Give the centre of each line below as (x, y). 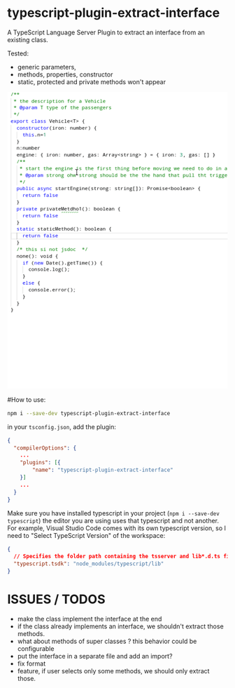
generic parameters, (47, 67)
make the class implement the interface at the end (90, 619)
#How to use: (27, 399)
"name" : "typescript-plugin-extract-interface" (103, 470)
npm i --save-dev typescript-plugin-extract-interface (89, 413)
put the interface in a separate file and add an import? (95, 656)
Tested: (18, 53)
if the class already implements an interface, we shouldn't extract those (120, 626)
